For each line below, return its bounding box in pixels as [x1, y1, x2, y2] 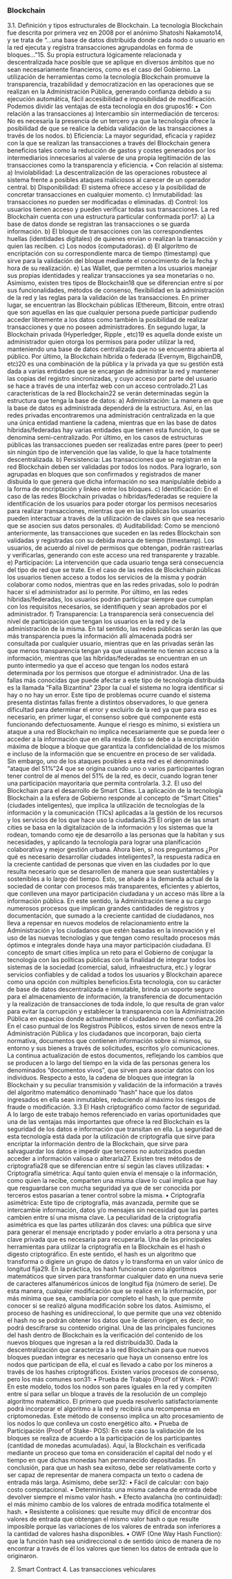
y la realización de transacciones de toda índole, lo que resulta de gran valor [7, 1000, 224, 1008]
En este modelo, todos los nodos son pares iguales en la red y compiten [7, 1382, 212, 1391]
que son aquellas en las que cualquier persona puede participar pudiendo [7, 308, 217, 316]
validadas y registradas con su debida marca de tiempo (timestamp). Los [7, 536, 215, 545]
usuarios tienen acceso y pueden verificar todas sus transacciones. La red [7, 205, 220, 213]
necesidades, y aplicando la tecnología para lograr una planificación [7, 838, 202, 846]
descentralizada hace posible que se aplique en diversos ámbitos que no [7, 58, 215, 66]
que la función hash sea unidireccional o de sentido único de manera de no [7, 1537, 222, 1546]
